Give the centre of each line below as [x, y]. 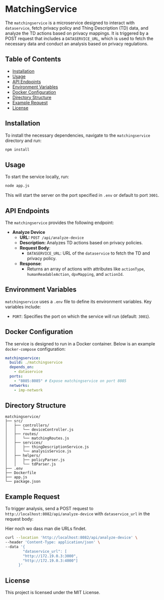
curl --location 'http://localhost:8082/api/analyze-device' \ [71, 538]
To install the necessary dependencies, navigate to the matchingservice [78, 135]
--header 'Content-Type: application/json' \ [52, 542]
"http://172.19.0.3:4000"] [50, 561]
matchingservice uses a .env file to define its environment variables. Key [78, 301]
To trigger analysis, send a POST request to [49, 509]
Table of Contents [33, 59]
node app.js [17, 186]
